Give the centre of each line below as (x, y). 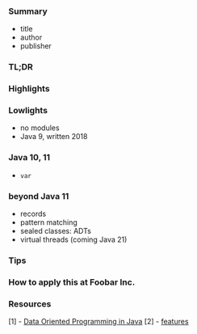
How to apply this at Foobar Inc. (72, 282)
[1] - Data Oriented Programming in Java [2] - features (98, 322)
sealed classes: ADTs (55, 231)
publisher (36, 46)
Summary (28, 11)
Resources (30, 303)
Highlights (29, 89)
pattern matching (49, 222)
